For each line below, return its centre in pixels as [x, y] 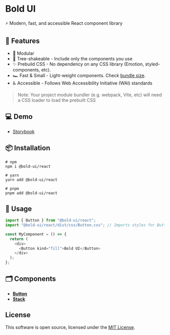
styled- [153, 64]
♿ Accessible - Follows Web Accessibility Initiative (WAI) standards [82, 83]
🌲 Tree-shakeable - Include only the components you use [72, 58]
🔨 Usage [18, 209]
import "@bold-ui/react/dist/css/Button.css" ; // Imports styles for [80, 225]
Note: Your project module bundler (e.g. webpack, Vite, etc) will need [90, 95]
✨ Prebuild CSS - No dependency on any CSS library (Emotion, [78, 64]
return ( [19, 239]
